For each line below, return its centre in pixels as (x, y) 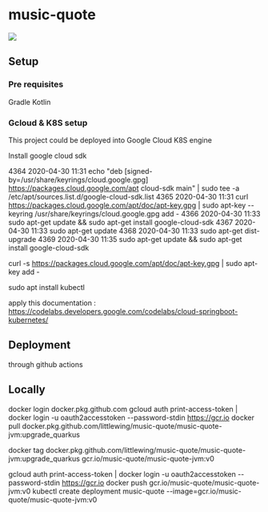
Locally (27, 390)
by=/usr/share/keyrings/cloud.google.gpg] (78, 179)
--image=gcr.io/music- (204, 491)
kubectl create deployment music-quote (99, 491)
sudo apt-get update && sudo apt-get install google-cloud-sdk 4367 (121, 222)
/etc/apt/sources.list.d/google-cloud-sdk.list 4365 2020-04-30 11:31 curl (128, 196)
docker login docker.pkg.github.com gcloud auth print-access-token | (123, 409)
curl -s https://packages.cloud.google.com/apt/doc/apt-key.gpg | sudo (125, 263)
